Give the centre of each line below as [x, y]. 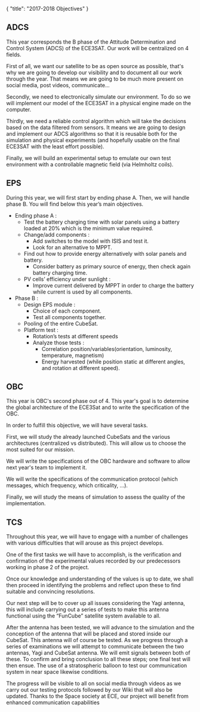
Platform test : [41, 330]
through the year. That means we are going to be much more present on [95, 79]
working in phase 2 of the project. [48, 567]
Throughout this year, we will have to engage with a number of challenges [97, 537]
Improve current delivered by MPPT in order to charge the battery [113, 285]
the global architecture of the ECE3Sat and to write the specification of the [98, 407]
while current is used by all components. [82, 292]
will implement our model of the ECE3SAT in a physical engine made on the [99, 103]
